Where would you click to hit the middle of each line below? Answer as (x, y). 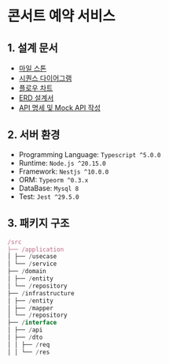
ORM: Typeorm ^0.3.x (53, 179)
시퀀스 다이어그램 (45, 78)
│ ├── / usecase (32, 257)
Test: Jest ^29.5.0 (49, 196)
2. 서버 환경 (34, 135)
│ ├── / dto (25, 337)
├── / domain (27, 272)
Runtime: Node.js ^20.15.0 (62, 163)
